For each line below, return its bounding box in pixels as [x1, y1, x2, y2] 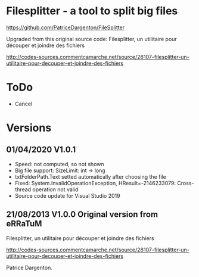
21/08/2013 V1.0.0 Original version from [6, 210, 158, 220]
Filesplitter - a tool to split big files [6, 4, 178, 18]
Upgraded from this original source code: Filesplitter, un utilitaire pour [6, 35, 177, 42]
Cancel [14, 100, 33, 107]
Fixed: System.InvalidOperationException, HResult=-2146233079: [14, 179, 176, 186]
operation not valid [32, 186, 79, 193]
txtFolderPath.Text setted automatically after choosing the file [14, 173, 167, 180]
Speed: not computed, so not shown [14, 160, 104, 167]
